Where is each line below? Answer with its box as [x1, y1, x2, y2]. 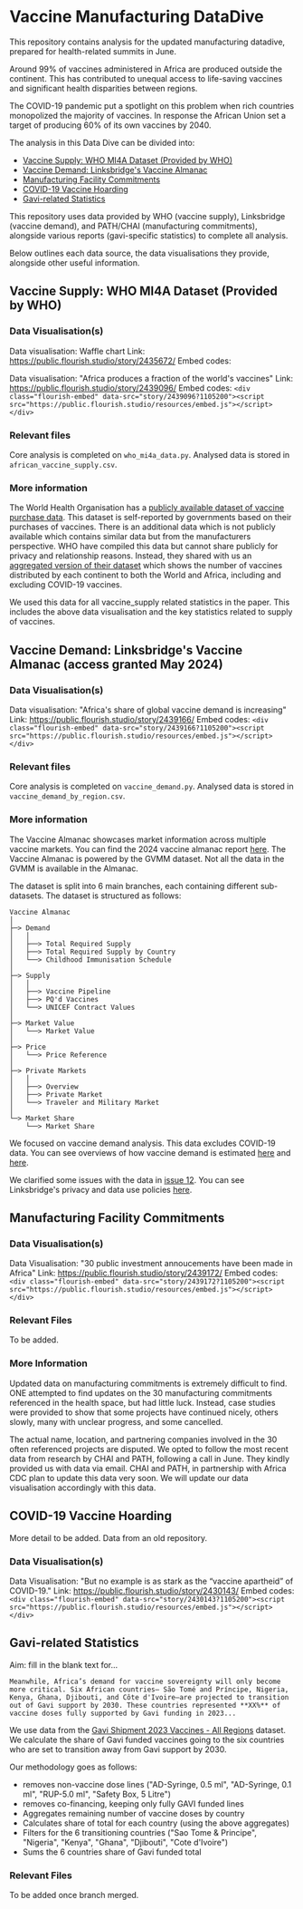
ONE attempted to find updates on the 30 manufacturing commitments [9, 1387, 273, 1398]
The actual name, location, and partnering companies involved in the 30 [9, 1434, 278, 1445]
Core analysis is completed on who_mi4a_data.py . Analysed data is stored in [9, 449, 290, 460]
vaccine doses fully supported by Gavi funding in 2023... [9, 1709, 237, 1718]
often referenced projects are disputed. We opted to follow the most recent [9, 1443, 289, 1454]
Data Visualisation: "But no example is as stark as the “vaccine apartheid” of [9, 1575, 294, 1586]
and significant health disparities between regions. [9, 82, 198, 93]
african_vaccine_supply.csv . [9, 459, 118, 470]
